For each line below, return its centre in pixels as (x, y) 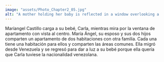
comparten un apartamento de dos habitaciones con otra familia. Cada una (81, 39)
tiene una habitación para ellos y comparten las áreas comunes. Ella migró (80, 44)
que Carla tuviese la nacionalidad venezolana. (52, 54)
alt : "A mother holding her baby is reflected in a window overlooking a (82, 14)
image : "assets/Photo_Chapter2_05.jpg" (46, 10)
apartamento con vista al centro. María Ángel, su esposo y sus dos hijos (78, 33)
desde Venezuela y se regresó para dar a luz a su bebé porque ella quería (80, 49)
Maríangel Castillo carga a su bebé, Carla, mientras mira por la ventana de (80, 28)
